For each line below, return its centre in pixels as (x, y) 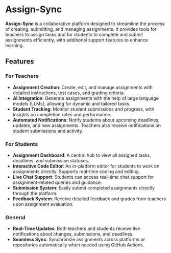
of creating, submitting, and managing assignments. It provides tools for (81, 29)
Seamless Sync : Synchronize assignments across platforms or (79, 240)
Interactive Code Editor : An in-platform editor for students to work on (86, 166)
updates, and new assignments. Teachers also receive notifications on (87, 125)
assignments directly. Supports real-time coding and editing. (76, 171)
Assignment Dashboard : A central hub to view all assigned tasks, (82, 155)
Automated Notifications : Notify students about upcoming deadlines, (86, 120)
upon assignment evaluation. (43, 204)
